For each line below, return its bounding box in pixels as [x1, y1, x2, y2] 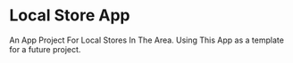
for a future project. [9, 43, 81, 54]
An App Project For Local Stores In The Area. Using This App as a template [9, 35, 284, 45]
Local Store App [9, 5, 130, 26]
